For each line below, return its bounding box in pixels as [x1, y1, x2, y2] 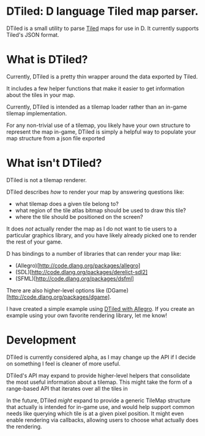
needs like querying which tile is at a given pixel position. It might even [6, 410, 184, 417]
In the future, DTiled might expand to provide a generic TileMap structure [6, 397, 191, 404]
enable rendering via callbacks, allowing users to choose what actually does [6, 416, 199, 424]
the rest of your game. [6, 238, 62, 245]
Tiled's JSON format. [6, 31, 59, 38]
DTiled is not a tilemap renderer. [6, 176, 87, 183]
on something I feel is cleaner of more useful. [6, 360, 121, 367]
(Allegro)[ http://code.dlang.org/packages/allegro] [15, 262, 141, 269]
